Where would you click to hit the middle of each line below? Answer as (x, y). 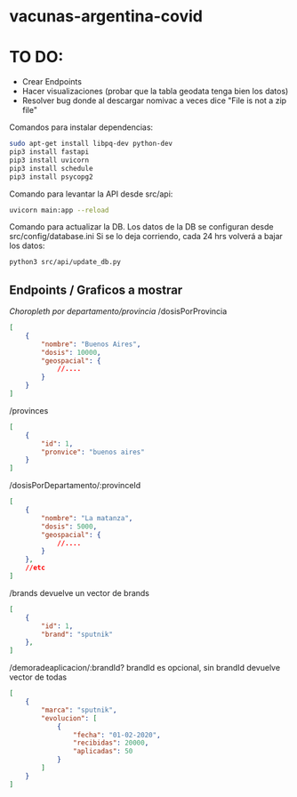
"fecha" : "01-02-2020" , (117, 735)
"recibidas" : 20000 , (111, 743)
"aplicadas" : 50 (103, 752)
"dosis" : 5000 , (69, 527)
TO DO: (36, 57)
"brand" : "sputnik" (77, 634)
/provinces (29, 410)
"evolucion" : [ (69, 718)
